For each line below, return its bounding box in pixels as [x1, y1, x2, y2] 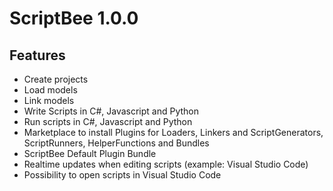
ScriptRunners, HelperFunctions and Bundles [23, 137, 210, 149]
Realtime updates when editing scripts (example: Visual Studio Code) [23, 158, 309, 170]
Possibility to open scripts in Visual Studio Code [23, 169, 222, 181]
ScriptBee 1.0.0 [9, 7, 139, 30]
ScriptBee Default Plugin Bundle [23, 148, 157, 159]
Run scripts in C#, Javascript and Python [23, 116, 193, 127]
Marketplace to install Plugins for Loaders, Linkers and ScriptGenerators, [23, 127, 324, 138]
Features [9, 47, 66, 64]
